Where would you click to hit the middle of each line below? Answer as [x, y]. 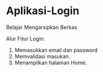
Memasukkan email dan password [56, 50]
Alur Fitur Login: [26, 38]
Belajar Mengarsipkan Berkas [42, 27]
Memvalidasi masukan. [42, 56]
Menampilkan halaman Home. [51, 63]
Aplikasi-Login [43, 11]
